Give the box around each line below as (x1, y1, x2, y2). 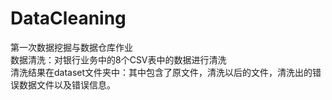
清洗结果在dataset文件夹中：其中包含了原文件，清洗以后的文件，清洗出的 (10, 66, 313, 78)
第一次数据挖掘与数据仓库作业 (10, 41, 133, 53)
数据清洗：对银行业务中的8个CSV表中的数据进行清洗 (10, 53, 227, 66)
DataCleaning (10, 7, 127, 30)
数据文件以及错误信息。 (18, 78, 116, 91)
